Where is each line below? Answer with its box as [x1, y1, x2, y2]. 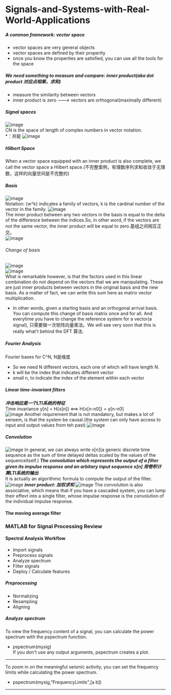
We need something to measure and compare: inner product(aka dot [5, 72, 154, 79]
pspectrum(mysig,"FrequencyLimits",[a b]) [12, 679, 102, 685]
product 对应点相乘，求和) [5, 78, 61, 85]
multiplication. [5, 295, 35, 302]
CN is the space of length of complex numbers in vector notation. [5, 127, 142, 133]
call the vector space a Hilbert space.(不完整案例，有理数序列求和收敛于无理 [5, 164, 165, 170]
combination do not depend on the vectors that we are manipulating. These [5, 279, 163, 285]
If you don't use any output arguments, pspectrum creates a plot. [12, 649, 150, 655]
